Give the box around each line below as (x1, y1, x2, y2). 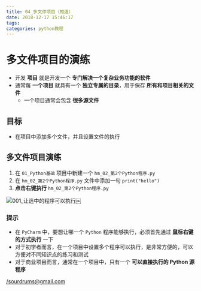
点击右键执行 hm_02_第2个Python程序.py (14, 184, 109, 191)
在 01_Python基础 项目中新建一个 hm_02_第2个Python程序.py (14, 169, 156, 176)
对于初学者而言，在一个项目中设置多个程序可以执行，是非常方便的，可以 (14, 244, 193, 251)
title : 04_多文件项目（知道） (6, 8, 74, 15)
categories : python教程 (6, 25, 64, 32)
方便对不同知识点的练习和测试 (14, 251, 89, 258)
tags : (6, 20, 20, 26)
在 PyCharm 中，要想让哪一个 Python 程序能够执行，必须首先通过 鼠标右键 (14, 229, 194, 236)
